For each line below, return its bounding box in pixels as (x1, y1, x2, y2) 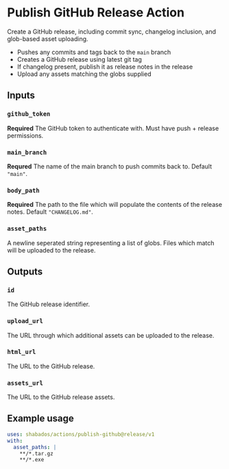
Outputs (7, 266, 43, 277)
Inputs (7, 90, 36, 101)
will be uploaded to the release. (7, 246, 96, 254)
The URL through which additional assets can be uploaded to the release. (7, 331, 215, 340)
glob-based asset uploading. (7, 34, 88, 42)
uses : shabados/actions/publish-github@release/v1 (7, 431, 155, 438)
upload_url (7, 317, 43, 325)
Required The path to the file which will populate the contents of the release (7, 201, 223, 209)
